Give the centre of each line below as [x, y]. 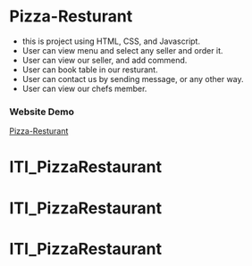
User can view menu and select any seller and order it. [122, 50]
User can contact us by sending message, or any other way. [133, 79]
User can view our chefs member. [84, 88]
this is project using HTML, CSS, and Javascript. [111, 41]
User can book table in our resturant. [90, 70]
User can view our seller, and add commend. [105, 60]
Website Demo [42, 112]
